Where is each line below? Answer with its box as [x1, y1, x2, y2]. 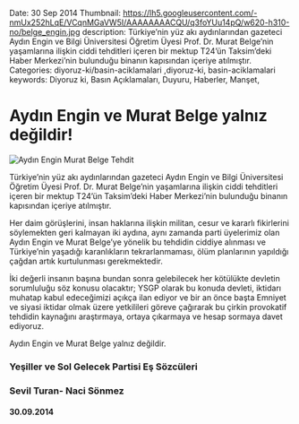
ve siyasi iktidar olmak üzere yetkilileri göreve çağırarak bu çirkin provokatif [9, 301, 287, 312]
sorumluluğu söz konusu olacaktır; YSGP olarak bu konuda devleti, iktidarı [9, 282, 282, 293]
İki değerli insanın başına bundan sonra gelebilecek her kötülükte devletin [9, 273, 280, 283]
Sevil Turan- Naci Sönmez [9, 385, 124, 397]
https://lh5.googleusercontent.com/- [122, 8, 258, 18]
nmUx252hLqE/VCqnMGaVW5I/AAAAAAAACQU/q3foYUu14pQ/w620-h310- [9, 17, 290, 28]
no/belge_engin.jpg [9, 27, 81, 37]
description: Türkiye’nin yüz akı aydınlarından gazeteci [81, 27, 283, 37]
